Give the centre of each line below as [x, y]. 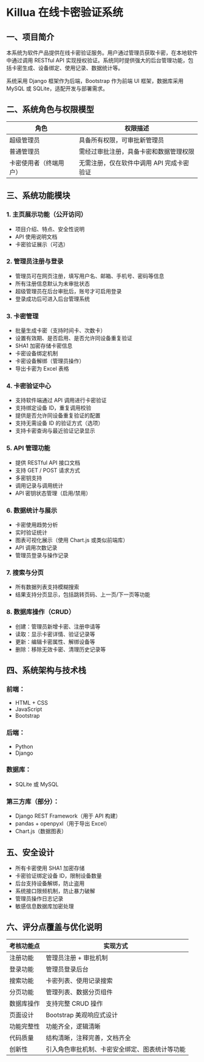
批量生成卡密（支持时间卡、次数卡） [60, 330]
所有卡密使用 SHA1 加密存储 [50, 868]
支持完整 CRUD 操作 [74, 1003]
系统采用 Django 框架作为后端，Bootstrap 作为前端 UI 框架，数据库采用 [95, 81]
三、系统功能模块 [38, 196]
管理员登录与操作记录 [42, 555]
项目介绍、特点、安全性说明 [50, 229]
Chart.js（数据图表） [41, 831]
